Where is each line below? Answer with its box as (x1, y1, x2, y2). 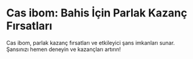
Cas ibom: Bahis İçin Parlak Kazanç (6, 6, 188, 20)
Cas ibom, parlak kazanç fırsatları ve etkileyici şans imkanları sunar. (6, 39, 175, 46)
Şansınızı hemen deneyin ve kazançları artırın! (6, 46, 121, 53)
